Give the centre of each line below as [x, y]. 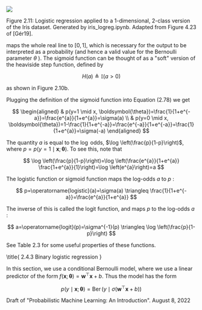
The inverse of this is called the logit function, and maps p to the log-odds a [100, 209]
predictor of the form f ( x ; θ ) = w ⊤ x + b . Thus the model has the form [91, 275]
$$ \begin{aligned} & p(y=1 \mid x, [55, 111]
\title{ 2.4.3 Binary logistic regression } [54, 257]
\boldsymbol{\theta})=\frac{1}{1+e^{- [145, 111]
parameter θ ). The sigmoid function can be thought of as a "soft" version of [101, 58]
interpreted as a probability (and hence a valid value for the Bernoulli [91, 52]
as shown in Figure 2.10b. [38, 88]
